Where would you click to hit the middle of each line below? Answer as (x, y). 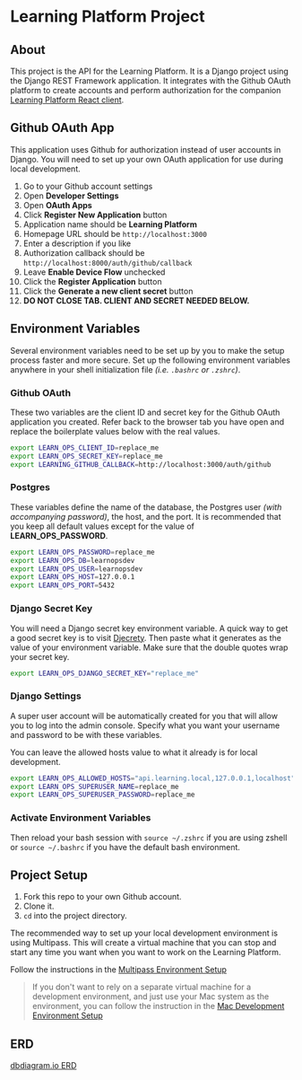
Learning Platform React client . (67, 100)
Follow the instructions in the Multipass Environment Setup (119, 970)
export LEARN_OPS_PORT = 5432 (63, 585)
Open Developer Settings (71, 196)
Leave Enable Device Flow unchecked (94, 272)
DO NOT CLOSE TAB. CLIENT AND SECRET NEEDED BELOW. (136, 300)
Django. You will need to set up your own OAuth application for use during (147, 159)
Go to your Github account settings (88, 186)
